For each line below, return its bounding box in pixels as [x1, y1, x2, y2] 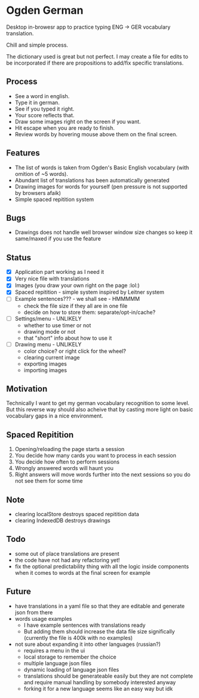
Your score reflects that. [14, 111, 75, 118]
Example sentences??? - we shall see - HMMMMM [14, 295, 140, 303]
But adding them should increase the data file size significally [23, 627, 175, 635]
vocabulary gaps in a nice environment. [6, 412, 103, 419]
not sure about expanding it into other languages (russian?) [14, 641, 161, 648]
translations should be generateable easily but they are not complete [23, 672, 193, 679]
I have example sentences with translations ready [23, 621, 146, 629]
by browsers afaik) [14, 189, 62, 196]
